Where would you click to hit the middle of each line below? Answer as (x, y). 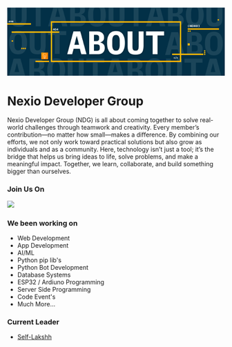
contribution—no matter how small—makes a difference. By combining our (113, 135)
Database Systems (44, 275)
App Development (43, 246)
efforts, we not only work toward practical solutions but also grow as (105, 142)
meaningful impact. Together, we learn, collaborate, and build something (110, 164)
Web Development (43, 238)
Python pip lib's (39, 260)
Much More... (36, 304)
